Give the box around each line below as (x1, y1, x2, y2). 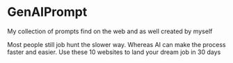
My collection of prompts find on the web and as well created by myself (7, 27, 213, 35)
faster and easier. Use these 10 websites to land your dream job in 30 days (7, 48, 221, 56)
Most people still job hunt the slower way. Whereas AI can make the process (7, 40, 226, 48)
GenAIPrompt (7, 4, 88, 20)
